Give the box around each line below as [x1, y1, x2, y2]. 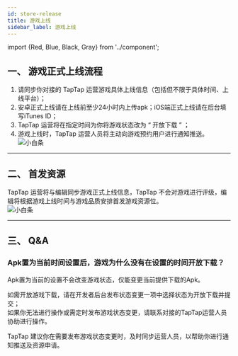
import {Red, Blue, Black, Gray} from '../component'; [7, 43, 159, 52]
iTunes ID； [23, 112, 58, 120]
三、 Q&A [7, 235, 50, 247]
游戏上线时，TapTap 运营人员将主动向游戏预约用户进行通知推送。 [17, 130, 209, 138]
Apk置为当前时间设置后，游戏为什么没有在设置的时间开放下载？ [7, 258, 225, 268]
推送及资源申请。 [13, 340, 64, 349]
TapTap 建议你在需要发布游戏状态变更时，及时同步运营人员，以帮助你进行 [7, 332, 223, 340]
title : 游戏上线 [7, 17, 51, 24]
